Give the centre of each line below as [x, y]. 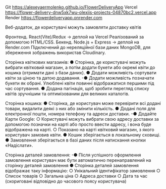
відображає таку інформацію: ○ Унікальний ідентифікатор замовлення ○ [83, 171]
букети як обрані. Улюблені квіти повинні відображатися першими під [80, 83]
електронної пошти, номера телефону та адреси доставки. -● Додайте [81, 114]
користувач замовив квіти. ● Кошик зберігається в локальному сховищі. [83, 135]
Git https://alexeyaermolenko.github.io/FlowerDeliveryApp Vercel [71, 7]
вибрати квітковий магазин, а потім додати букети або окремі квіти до [80, 67]
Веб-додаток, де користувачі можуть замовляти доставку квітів [73, 27]
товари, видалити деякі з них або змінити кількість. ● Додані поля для [80, 109]
